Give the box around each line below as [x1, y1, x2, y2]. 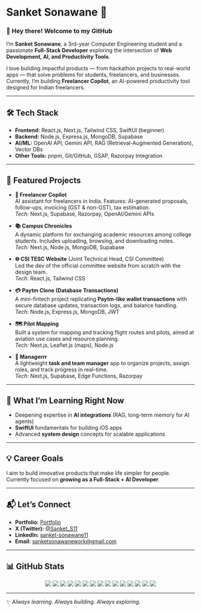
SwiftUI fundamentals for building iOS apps [14, 424, 123, 431]
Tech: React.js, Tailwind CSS [14, 275, 86, 282]
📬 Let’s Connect [6, 499, 71, 510]
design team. [14, 268, 48, 275]
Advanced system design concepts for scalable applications [14, 430, 166, 438]
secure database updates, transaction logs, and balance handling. [14, 302, 178, 309]
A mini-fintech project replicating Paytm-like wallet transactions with [14, 295, 187, 302]
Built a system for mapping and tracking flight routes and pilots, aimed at [14, 329, 194, 336]
